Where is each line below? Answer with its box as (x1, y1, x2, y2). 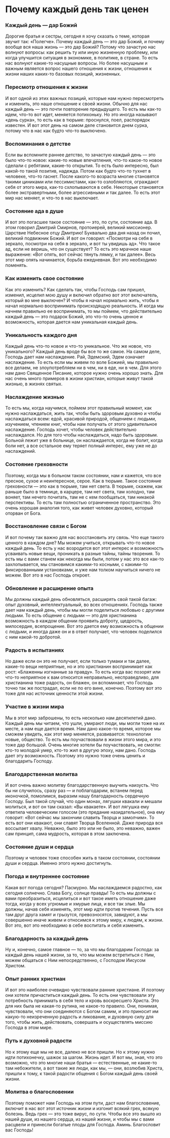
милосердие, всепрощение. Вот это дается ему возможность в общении (5, 623, 164, 629)
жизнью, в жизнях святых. (5, 381, 63, 387)
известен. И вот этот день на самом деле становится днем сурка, (5, 122, 149, 128)
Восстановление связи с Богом (5, 523, 87, 530)
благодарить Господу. (5, 758, 53, 764)
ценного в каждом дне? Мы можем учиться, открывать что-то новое (5, 540, 155, 546)
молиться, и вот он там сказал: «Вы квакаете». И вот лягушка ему (5, 804, 149, 810)
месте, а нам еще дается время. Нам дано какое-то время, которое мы (5, 725, 161, 731)
